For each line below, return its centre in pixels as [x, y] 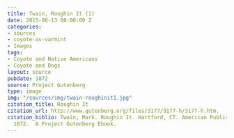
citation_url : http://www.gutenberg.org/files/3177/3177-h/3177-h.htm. [113, 111]
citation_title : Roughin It [48, 105]
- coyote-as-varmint [37, 40]
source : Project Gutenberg [46, 85]
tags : [15, 53]
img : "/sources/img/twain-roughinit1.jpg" [70, 98]
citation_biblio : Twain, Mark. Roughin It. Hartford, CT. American [107, 117]
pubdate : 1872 [28, 78]
